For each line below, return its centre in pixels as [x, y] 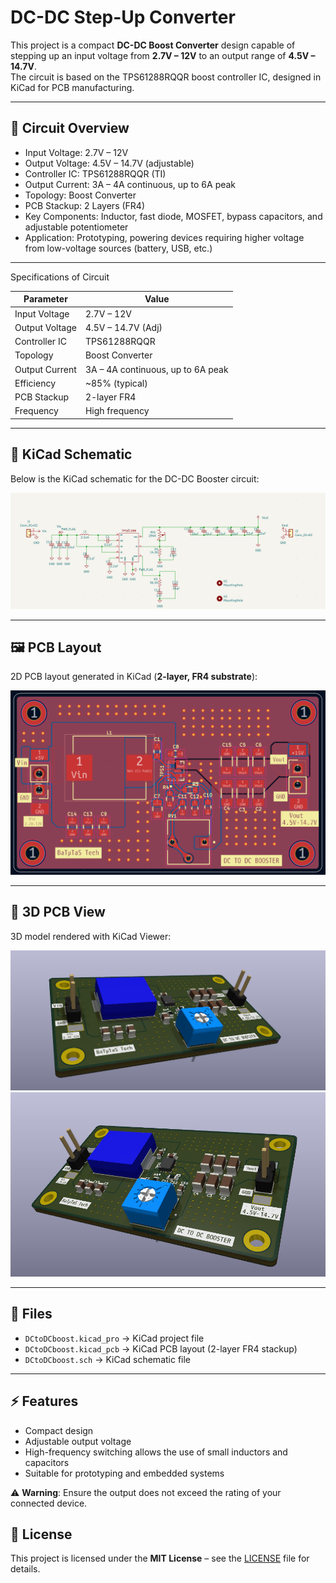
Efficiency [35, 383]
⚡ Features [44, 1401]
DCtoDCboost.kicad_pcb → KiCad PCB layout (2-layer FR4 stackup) [161, 1348]
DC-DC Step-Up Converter [123, 17]
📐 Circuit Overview [70, 128]
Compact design [59, 1430]
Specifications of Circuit [60, 277]
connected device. [49, 1503]
